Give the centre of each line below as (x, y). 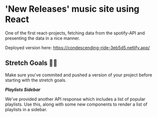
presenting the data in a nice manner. (43, 38)
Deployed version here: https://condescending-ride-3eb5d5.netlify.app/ (78, 47)
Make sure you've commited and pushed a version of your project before (79, 75)
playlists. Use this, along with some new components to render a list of (76, 104)
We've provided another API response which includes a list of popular (75, 99)
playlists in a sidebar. (26, 109)
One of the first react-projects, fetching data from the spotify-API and (75, 33)
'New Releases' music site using (72, 9)
